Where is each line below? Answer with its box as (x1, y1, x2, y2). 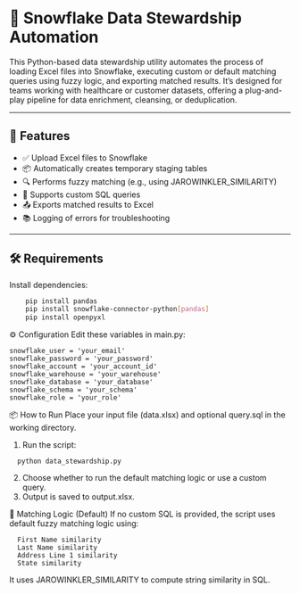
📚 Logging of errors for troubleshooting (21, 212, 171, 223)
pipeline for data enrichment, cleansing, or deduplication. (26, 94, 237, 105)
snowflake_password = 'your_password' (9, 354, 154, 364)
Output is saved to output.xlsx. (21, 491, 136, 502)
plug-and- (245, 85, 283, 95)
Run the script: (21, 440, 77, 450)
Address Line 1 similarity (17, 551, 118, 560)
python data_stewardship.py (17, 457, 122, 466)
